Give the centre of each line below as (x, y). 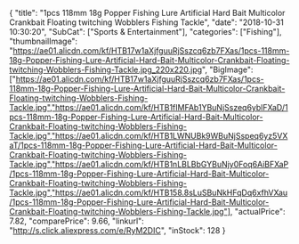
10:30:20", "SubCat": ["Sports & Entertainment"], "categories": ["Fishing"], (145, 32)
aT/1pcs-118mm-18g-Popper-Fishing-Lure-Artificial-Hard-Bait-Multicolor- (143, 145)
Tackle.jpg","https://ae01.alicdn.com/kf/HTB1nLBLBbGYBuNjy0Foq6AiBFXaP (149, 164)
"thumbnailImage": (44, 41)
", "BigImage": (227, 69)
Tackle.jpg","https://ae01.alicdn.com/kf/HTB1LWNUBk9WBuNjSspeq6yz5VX (149, 136)
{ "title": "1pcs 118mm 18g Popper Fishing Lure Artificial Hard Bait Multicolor (147, 13)
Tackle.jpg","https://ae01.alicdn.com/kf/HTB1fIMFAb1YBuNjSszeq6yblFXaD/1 (149, 107)
